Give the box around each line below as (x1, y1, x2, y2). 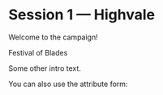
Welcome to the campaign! (8, 32, 99, 42)
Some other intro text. (8, 63, 81, 73)
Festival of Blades (8, 47, 68, 57)
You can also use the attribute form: (8, 79, 128, 89)
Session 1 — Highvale (8, 6, 156, 24)
